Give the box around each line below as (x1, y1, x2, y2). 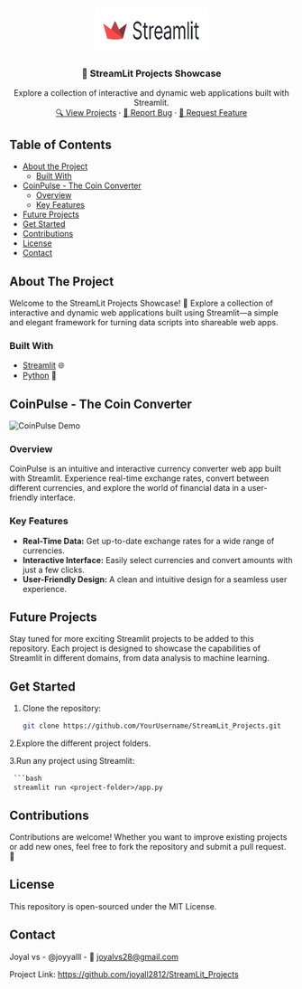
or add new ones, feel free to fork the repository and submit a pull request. (9, 841, 287, 852)
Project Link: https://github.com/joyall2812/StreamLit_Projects (9, 968, 239, 979)
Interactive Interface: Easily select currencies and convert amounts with (22, 554, 293, 565)
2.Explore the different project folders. (9, 738, 151, 749)
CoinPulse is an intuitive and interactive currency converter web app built (9, 464, 281, 475)
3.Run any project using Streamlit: (9, 756, 135, 767)
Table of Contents (9, 137, 113, 152)
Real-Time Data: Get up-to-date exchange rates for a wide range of (22, 535, 275, 546)
